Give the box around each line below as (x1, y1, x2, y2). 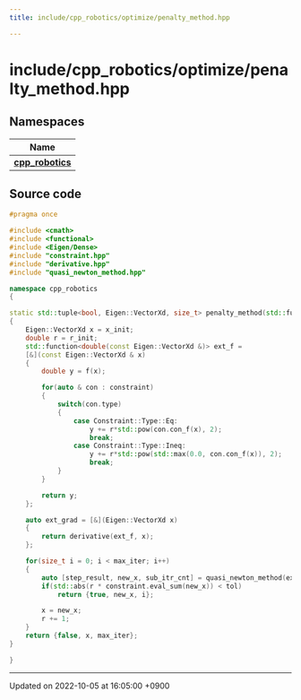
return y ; (41, 490, 78, 500)
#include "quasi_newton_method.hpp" (9, 268, 146, 277)
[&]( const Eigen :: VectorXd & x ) (25, 350, 146, 359)
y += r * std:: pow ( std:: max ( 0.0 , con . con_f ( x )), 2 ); (89, 450, 282, 459)
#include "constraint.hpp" (9, 251, 110, 260)
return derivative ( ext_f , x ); (41, 532, 154, 541)
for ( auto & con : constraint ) (41, 383, 154, 393)
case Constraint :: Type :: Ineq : (73, 441, 186, 451)
